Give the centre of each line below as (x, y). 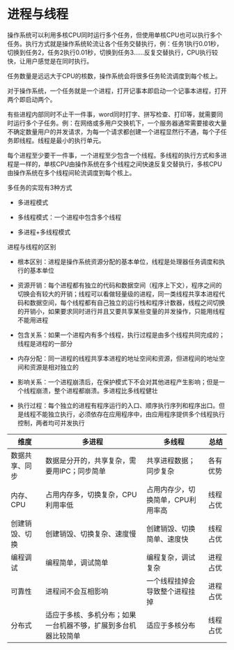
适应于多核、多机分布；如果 (91, 614)
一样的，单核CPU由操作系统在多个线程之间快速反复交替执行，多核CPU (121, 164)
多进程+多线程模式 (44, 232)
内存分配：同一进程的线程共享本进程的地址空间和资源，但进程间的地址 (118, 358)
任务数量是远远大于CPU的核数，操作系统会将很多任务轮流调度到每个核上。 (114, 76)
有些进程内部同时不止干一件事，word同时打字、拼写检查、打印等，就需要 (112, 114)
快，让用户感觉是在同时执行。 (50, 61)
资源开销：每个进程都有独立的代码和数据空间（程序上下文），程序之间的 (119, 285)
